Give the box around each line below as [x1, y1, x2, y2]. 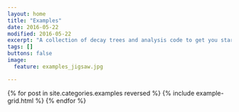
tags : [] [7, 43, 33, 50]
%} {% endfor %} [35, 96, 87, 105]
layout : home [7, 10, 46, 18]
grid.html [7, 96, 34, 105]
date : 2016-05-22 [7, 23, 59, 30]
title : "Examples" [7, 17, 62, 24]
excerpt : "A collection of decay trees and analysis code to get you [7, 37, 218, 44]
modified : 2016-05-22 [7, 30, 72, 38]
